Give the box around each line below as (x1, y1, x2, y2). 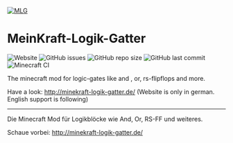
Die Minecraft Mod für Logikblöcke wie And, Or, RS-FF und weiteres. (7, 115, 203, 123)
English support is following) (7, 95, 89, 103)
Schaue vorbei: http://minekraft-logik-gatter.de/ (7, 128, 144, 136)
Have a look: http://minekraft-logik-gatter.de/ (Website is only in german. (7, 87, 215, 96)
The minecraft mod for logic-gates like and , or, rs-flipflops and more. (7, 74, 206, 82)
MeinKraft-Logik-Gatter (7, 31, 146, 46)
